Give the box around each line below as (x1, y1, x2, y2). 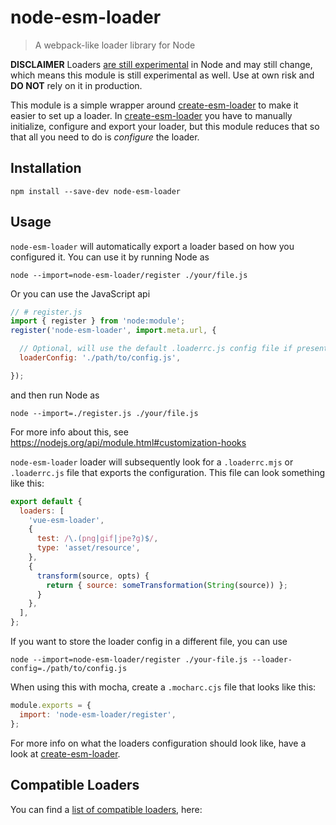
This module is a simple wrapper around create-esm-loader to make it (10, 99, 299, 111)
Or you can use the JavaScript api (10, 287, 151, 300)
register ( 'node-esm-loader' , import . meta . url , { (10, 326, 217, 336)
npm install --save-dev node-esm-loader (10, 186, 182, 196)
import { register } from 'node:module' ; (10, 316, 186, 326)
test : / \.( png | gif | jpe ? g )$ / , (36, 534, 159, 544)
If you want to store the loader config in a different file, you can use (10, 636, 288, 648)
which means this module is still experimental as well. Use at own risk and (10, 69, 315, 81)
